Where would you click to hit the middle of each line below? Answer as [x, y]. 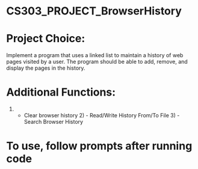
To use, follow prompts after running [99, 146]
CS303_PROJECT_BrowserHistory [94, 11]
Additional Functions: [61, 92]
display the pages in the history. [46, 68]
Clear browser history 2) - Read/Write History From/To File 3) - [102, 115]
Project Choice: [46, 39]
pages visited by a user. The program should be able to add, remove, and [97, 62]
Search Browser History [53, 122]
